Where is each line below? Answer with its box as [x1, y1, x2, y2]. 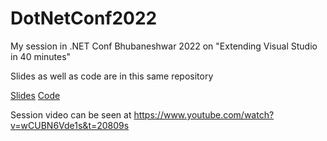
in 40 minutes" [10, 50, 72, 62]
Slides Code [10, 89, 61, 101]
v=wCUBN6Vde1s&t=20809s [10, 119, 130, 131]
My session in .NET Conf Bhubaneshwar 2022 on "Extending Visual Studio [10, 40, 318, 52]
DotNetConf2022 [10, 7, 158, 30]
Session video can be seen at [10, 108, 132, 121]
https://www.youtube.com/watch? [133, 108, 275, 121]
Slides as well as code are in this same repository [10, 70, 214, 82]
